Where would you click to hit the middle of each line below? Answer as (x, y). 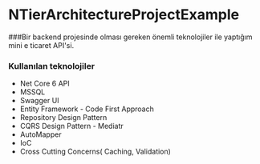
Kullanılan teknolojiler (51, 66)
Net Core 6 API (45, 84)
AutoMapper (41, 134)
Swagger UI (39, 101)
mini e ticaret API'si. (41, 45)
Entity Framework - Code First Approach (87, 109)
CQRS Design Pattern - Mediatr (72, 126)
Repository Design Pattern (63, 118)
